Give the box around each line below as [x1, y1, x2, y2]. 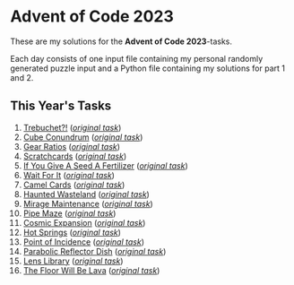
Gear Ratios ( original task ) [22, 141, 120, 151]
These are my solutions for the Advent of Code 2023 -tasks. [10, 36, 232, 47]
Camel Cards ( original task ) [22, 179, 125, 190]
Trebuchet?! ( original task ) [22, 122, 122, 133]
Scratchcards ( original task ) [22, 151, 127, 161]
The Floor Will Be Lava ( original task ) [22, 264, 160, 275]
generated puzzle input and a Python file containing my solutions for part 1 [10, 63, 286, 73]
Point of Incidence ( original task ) [22, 236, 145, 247]
